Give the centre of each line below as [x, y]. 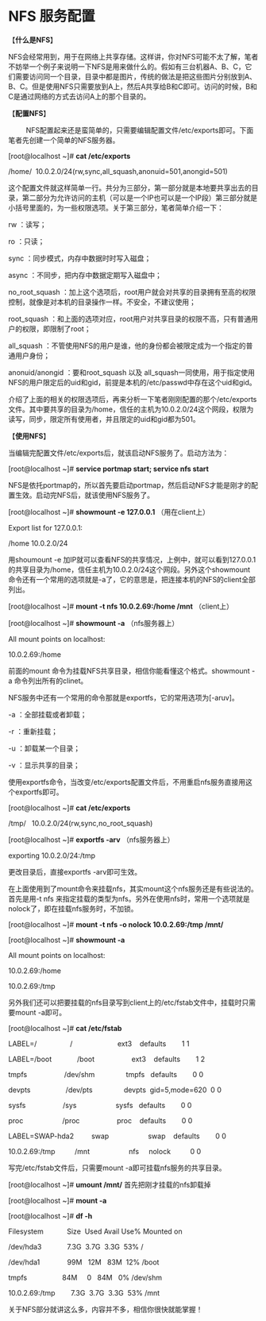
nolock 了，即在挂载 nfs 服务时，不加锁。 [73, 908]
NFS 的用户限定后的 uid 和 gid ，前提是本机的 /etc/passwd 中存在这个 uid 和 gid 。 [132, 382]
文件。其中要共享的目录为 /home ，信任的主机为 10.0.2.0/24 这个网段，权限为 [131, 409]
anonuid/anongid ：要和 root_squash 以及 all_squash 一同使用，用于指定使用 [132, 372]
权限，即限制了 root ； [56, 328]
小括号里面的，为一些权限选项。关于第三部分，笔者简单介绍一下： [116, 207]
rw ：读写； [27, 224]
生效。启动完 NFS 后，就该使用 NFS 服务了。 [85, 495]
